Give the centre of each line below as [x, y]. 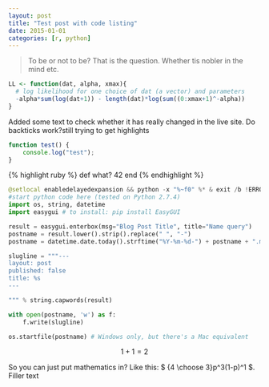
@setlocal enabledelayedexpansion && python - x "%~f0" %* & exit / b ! [128, 190]
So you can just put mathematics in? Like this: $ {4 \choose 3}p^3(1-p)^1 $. [132, 367]
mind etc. [43, 70]
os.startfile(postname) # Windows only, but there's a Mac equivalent [128, 337]
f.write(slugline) [53, 322]
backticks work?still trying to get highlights [79, 130]
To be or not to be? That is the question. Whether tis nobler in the [135, 61]
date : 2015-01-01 [37, 30]
